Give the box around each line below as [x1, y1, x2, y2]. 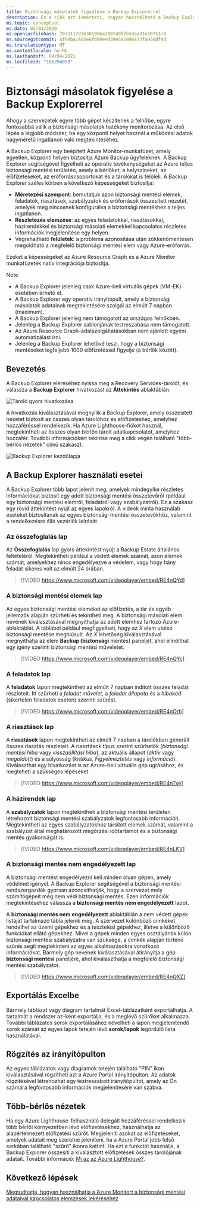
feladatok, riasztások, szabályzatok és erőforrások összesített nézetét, [14, 197, 189, 205]
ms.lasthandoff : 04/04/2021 [6, 53, 76, 59]
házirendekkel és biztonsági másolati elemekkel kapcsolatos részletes [14, 222, 187, 230]
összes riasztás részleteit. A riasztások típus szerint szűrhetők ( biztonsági [6, 743, 189, 750]
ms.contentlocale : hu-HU [6, 48, 68, 54]
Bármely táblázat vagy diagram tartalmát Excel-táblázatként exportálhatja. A [6, 1006, 193, 1014]
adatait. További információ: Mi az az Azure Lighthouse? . [6, 1155, 146, 1163]
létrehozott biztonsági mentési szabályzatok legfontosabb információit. [6, 815, 180, 822]
